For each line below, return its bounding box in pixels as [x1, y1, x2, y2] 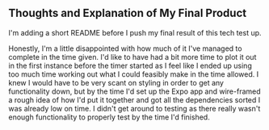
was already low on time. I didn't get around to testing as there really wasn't [8, 103, 261, 113]
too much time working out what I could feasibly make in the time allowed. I [8, 69, 259, 79]
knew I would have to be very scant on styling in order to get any [8, 78, 225, 87]
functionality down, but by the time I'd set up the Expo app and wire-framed [8, 86, 261, 96]
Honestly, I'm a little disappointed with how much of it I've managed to [8, 44, 242, 53]
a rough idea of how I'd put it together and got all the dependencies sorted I [8, 94, 261, 104]
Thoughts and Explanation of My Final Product [8, 6, 247, 20]
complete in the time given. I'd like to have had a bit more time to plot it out [8, 52, 257, 61]
